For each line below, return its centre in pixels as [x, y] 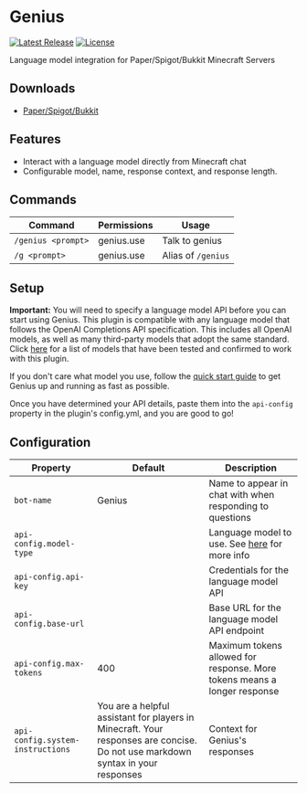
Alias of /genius [196, 256]
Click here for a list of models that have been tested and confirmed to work [151, 349]
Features [35, 139]
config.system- [47, 740]
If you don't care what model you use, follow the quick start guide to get [145, 376]
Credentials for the [249, 570]
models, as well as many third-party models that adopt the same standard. [149, 339]
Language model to [250, 532]
